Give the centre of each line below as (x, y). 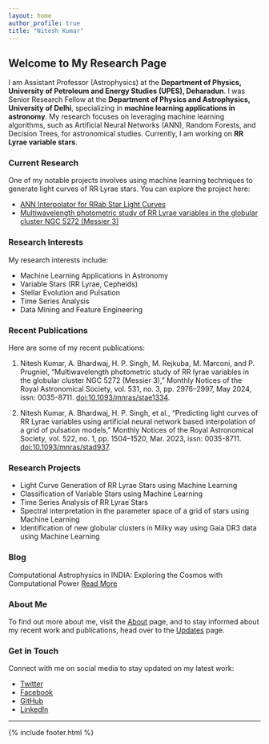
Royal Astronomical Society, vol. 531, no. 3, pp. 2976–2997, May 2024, (136, 389)
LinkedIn (34, 709)
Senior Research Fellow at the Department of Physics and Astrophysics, (129, 100)
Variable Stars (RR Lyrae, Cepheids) (79, 284)
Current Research (44, 163)
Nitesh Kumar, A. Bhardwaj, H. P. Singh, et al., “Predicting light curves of (139, 413)
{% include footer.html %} (51, 733)
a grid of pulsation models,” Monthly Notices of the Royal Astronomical (137, 430)
